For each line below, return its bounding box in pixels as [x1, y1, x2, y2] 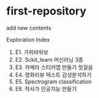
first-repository [6, 4, 87, 18]
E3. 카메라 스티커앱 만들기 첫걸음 [15, 64, 93, 71]
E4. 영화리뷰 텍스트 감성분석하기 [15, 71, 92, 78]
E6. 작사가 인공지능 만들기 [15, 85, 77, 92]
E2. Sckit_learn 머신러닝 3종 [15, 56, 84, 63]
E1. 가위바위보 [15, 48, 49, 56]
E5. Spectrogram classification [15, 77, 92, 85]
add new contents [6, 24, 52, 31]
